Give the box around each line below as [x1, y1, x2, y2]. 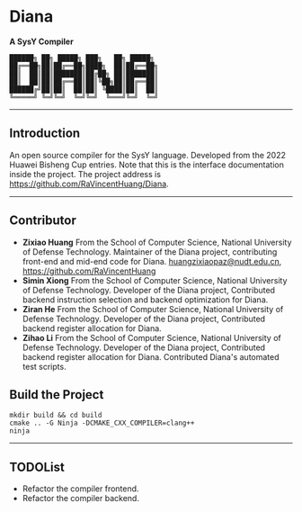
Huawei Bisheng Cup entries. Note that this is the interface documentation [9, 159, 285, 170]
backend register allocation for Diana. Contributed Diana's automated [22, 351, 280, 362]
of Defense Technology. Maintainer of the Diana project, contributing [22, 246, 278, 257]
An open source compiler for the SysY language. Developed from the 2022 [9, 149, 286, 160]
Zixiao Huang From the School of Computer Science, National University [22, 237, 292, 247]
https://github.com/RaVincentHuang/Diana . [9, 178, 169, 189]
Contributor [9, 213, 76, 229]
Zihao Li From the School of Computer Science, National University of [22, 332, 281, 343]
